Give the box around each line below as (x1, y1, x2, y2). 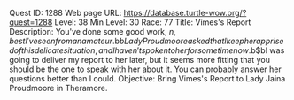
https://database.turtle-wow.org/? (123, 8, 247, 18)
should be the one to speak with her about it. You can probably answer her (9, 64, 282, 74)
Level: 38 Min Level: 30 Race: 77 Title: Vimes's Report (54, 17, 251, 27)
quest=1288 (9, 17, 53, 27)
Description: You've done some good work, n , (9, 27, 177, 36)
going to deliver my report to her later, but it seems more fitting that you (9, 55, 270, 65)
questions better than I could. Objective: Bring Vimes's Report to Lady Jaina (9, 73, 286, 83)
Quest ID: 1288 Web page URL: (9, 8, 122, 18)
